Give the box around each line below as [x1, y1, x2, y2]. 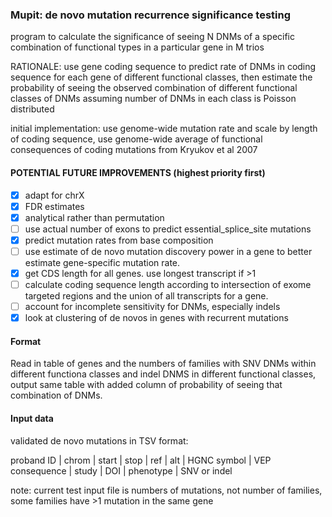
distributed [10, 103, 55, 115]
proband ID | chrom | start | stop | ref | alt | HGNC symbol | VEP [10, 454, 272, 466]
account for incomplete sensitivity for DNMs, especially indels [24, 301, 281, 312]
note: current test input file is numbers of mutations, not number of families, [10, 484, 323, 496]
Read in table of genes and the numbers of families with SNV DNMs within [10, 358, 317, 370]
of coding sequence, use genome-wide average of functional [10, 133, 263, 145]
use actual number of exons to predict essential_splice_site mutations [24, 223, 312, 235]
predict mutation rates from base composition [24, 234, 214, 246]
